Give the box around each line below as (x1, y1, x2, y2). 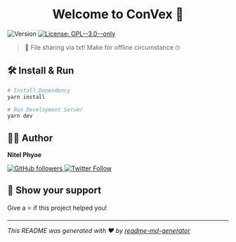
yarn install (7, 93, 46, 100)
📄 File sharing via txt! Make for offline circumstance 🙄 (24, 43, 181, 51)
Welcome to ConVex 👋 (52, 6, 184, 22)
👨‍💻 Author (7, 132, 53, 144)
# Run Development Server (7, 106, 83, 113)
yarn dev (7, 112, 33, 120)
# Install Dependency (7, 87, 71, 94)
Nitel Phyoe (7, 151, 42, 159)
